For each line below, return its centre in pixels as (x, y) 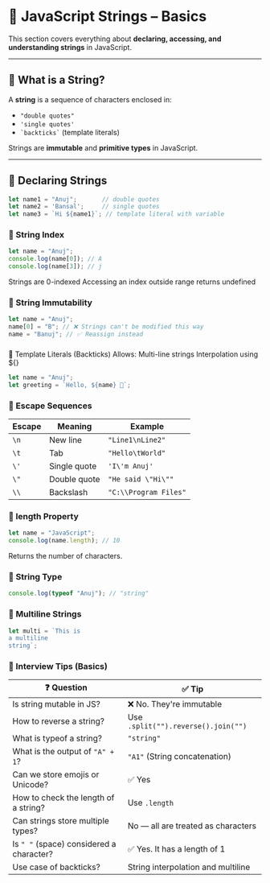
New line (66, 440)
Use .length (151, 803)
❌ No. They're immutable (175, 704)
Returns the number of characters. (65, 556)
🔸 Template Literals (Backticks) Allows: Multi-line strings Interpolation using (133, 354)
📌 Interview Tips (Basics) (58, 666)
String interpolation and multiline (189, 867)
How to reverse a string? (58, 721)
